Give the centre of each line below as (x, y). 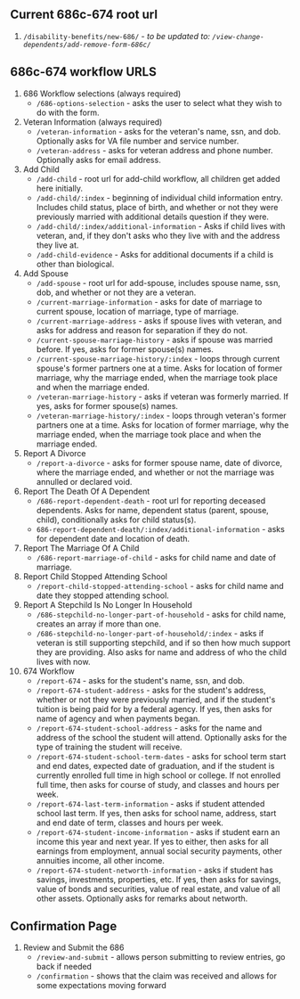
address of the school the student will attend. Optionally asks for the (162, 737)
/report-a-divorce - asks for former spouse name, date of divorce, (159, 463)
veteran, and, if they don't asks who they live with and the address (158, 235)
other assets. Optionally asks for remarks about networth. (142, 898)
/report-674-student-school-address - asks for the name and (149, 728)
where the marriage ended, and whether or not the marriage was (155, 472)
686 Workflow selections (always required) (102, 94)
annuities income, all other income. (101, 860)
